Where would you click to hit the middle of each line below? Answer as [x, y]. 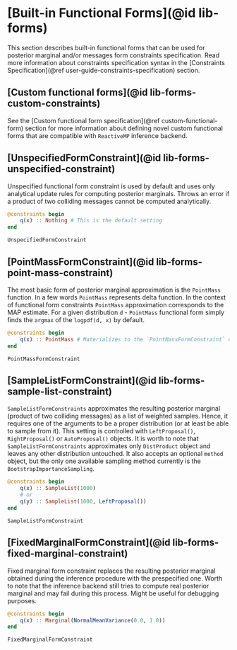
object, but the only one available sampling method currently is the [104, 461]
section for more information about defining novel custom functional [124, 128]
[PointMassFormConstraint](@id [81, 262]
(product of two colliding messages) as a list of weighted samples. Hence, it [117, 416]
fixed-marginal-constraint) [68, 554]
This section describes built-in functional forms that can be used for [107, 47]
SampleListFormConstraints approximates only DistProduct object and [109, 446]
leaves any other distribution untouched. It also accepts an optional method [115, 454]
